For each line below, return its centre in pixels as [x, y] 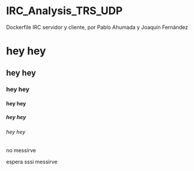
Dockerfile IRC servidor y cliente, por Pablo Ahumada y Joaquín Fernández [97, 27]
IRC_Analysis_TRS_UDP [64, 11]
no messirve [21, 150]
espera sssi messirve [32, 162]
